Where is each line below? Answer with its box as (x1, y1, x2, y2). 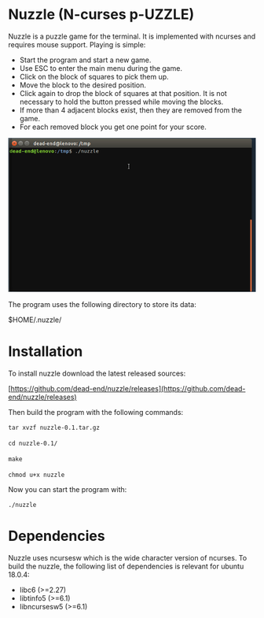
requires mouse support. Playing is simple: (8, 39, 146, 49)
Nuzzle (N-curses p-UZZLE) (8, 6, 195, 24)
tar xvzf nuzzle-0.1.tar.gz (8, 424, 101, 431)
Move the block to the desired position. (19, 80, 147, 90)
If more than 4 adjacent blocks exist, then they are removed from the (19, 105, 242, 115)
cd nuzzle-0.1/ (8, 439, 58, 447)
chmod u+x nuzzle (8, 471, 65, 479)
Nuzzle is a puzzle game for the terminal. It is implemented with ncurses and (8, 31, 256, 41)
